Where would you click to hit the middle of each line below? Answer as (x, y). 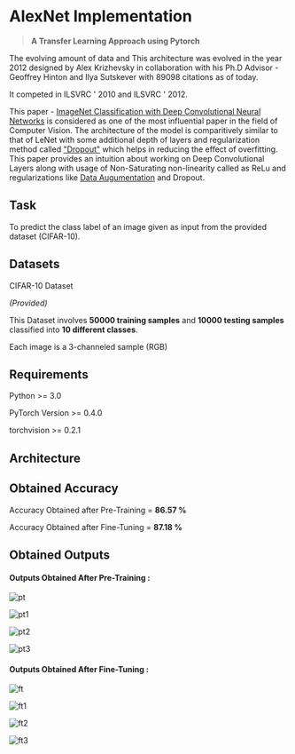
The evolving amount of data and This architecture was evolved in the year (146, 58)
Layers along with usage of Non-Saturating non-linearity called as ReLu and (147, 168)
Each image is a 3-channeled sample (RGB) (89, 346)
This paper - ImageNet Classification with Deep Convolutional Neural (135, 111)
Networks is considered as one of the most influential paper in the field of (144, 121)
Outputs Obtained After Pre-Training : (80, 577)
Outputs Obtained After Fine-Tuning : (79, 669)
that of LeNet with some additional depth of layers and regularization (135, 139)
